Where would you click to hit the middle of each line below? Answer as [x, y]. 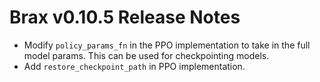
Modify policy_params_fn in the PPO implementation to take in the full [167, 45]
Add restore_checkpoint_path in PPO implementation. [134, 66]
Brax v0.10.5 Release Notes [125, 17]
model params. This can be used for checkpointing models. [146, 55]
